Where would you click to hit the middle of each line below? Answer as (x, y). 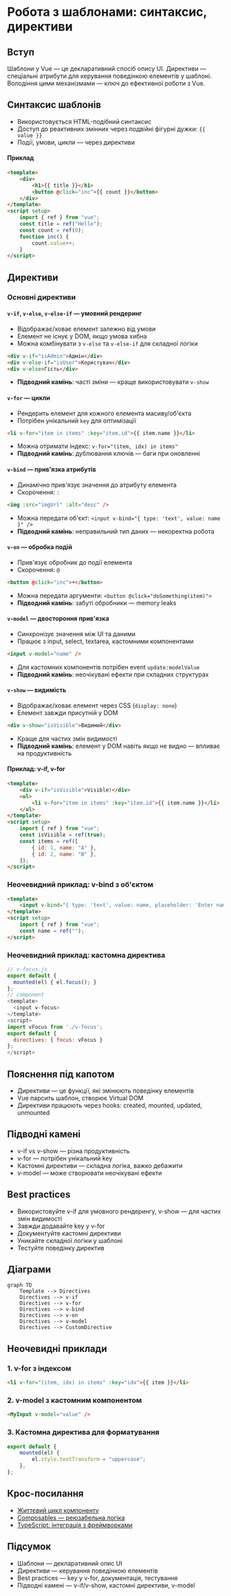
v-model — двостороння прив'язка (58, 618)
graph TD (20, 1285)
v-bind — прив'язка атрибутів (52, 469)
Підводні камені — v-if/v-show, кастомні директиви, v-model (106, 1585)
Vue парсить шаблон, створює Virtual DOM (80, 1098)
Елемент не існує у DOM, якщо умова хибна (82, 336)
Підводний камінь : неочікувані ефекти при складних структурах (113, 674)
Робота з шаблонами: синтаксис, (107, 12)
